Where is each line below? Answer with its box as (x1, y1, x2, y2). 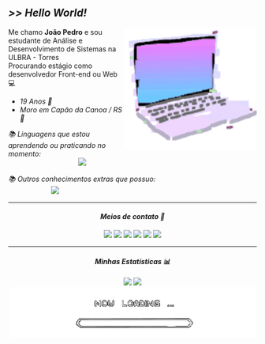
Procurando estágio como (8, 61, 93, 70)
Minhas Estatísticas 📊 (94, 256, 171, 266)
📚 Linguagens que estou (8, 129, 91, 138)
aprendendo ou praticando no (8, 140, 106, 149)
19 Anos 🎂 (19, 96, 53, 106)
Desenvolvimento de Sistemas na (8, 43, 117, 54)
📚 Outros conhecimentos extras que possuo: (8, 174, 156, 183)
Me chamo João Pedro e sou (8, 27, 103, 36)
